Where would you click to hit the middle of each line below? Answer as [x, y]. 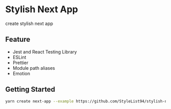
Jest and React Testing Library [45, 51]
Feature [18, 39]
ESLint [19, 57]
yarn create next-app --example [39, 101]
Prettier [20, 63]
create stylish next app [29, 23]
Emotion [21, 73]
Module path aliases [34, 68]
